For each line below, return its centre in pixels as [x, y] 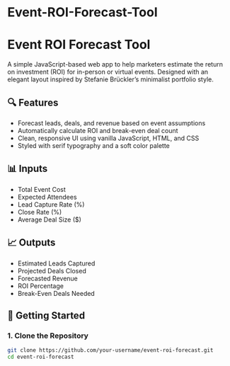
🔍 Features [33, 102]
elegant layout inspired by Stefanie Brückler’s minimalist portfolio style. [110, 79]
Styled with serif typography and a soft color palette [93, 145]
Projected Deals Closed [52, 270]
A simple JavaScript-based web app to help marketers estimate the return [115, 64]
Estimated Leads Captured [56, 263]
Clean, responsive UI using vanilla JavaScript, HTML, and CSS [108, 138]
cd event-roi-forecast [41, 357]
